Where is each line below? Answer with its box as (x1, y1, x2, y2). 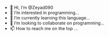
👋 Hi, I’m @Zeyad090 (9, 5, 54, 10)
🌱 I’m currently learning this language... (9, 15, 90, 20)
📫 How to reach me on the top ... (9, 26, 78, 31)
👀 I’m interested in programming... (9, 10, 79, 16)
